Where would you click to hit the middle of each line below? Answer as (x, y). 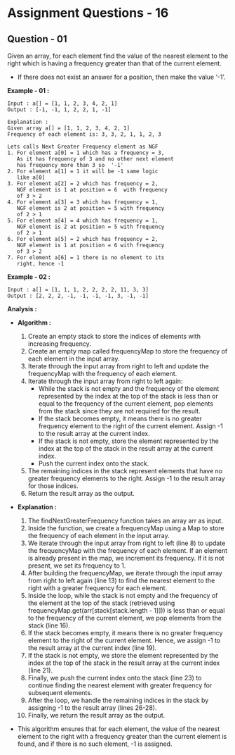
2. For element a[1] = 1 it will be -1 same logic (83, 171)
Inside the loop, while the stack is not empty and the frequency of (123, 595)
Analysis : (22, 309)
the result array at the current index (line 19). (92, 648)
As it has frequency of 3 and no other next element (95, 159)
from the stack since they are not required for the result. (120, 411)
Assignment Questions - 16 (88, 13)
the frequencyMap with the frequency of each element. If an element (128, 550)
